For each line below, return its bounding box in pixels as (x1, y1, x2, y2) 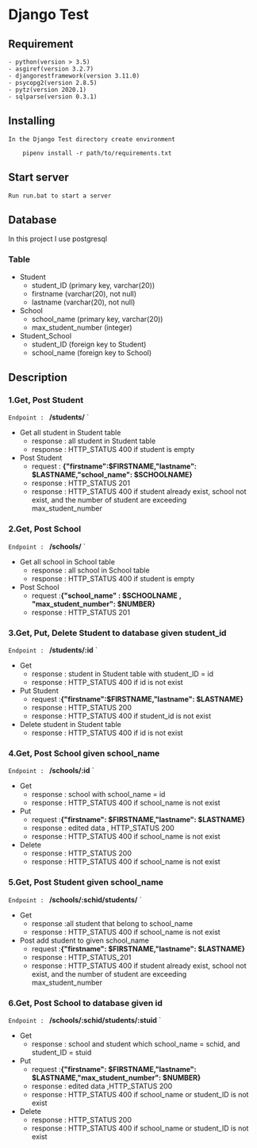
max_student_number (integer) (31, 323, 132, 332)
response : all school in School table (31, 565, 150, 575)
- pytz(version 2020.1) (8, 86, 87, 94)
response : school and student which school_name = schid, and (31, 1039, 240, 1048)
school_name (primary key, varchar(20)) (31, 314, 163, 323)
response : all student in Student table (31, 436, 156, 446)
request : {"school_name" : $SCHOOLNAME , (31, 591, 182, 600)
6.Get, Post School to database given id (8, 997, 163, 1008)
